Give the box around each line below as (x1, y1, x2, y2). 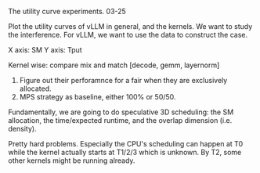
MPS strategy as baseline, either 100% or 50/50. (19, 92, 176, 101)
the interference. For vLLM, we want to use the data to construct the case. (8, 31, 248, 39)
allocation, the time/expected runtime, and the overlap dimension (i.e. (8, 116, 233, 124)
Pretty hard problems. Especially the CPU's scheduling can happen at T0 (8, 139, 244, 148)
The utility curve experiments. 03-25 (8, 7, 127, 16)
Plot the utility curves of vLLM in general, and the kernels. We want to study (8, 22, 253, 31)
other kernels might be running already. (8, 156, 135, 165)
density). (8, 124, 37, 133)
